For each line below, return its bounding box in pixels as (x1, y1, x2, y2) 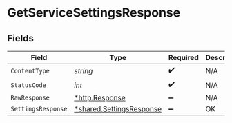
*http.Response (73, 93, 126, 102)
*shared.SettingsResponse (73, 104, 162, 113)
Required (168, 53, 199, 62)
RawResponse (10, 94, 50, 102)
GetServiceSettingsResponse (7, 5, 181, 21)
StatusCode (10, 81, 46, 89)
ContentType (10, 67, 50, 75)
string (73, 66, 93, 75)
